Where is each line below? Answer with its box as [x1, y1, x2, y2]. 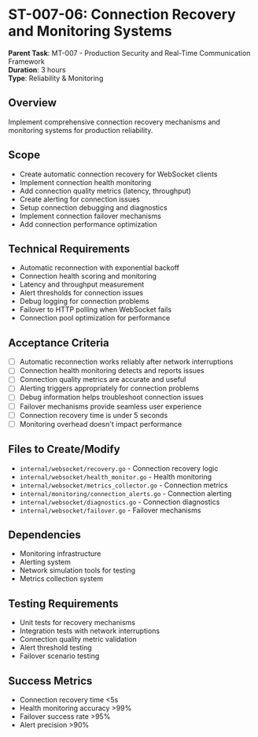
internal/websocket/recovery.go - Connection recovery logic [19, 463, 219, 473]
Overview [8, 96, 57, 109]
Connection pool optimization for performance [19, 313, 171, 323]
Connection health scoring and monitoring [19, 272, 157, 281]
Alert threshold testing [19, 643, 92, 653]
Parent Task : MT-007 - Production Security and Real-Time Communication [8, 48, 251, 57]
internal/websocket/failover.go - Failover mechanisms [19, 506, 201, 515]
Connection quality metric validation [19, 635, 138, 644]
